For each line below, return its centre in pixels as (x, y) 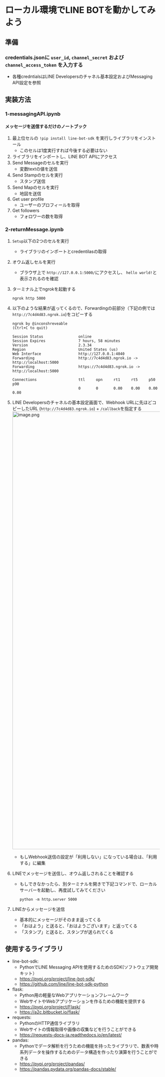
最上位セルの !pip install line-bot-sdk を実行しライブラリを (75, 138)
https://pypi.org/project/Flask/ (50, 1007)
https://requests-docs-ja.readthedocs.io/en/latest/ (70, 1035)
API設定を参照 (27, 82)
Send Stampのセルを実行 (38, 175)
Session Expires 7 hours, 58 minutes (66, 341)
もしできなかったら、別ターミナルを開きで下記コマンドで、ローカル (88, 884)
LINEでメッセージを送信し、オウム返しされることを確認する (73, 873)
